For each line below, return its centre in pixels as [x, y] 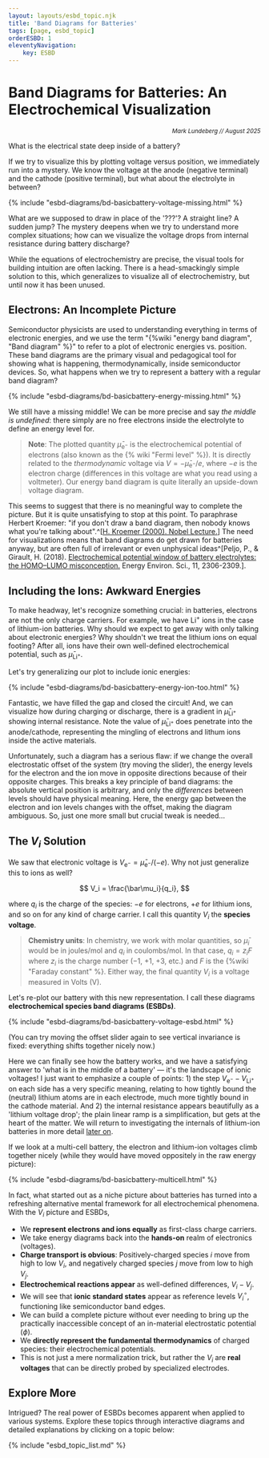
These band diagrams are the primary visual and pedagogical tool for [122, 354]
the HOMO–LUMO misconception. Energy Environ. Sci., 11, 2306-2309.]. [127, 565]
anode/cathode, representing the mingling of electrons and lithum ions [124, 732]
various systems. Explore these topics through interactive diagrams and [126, 1421]
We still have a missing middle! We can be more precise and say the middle [132, 411]
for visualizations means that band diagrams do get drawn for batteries [125, 540]
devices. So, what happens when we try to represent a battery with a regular [134, 372]
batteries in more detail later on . [61, 1131]
